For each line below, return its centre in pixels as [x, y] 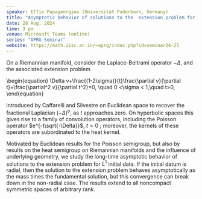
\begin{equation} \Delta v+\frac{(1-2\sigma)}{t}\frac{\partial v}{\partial [93, 81]
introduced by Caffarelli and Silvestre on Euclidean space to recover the [96, 105]
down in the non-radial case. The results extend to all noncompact [89, 183]
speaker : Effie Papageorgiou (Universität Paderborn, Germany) [87, 12]
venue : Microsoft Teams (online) [48, 34]
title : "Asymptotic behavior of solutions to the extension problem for [101, 17]
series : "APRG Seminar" [36, 40]
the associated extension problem [48, 69]
